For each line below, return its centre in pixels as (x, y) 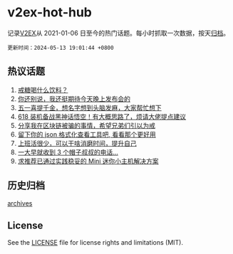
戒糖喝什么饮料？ (43, 90)
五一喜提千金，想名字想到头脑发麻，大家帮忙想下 (89, 107)
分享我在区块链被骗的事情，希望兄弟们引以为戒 (86, 125)
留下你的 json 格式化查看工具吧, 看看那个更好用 (87, 134)
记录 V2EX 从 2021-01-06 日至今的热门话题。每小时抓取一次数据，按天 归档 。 (119, 33)
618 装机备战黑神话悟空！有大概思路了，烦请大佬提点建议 (102, 116)
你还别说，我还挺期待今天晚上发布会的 (74, 99)
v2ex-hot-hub (50, 12)
